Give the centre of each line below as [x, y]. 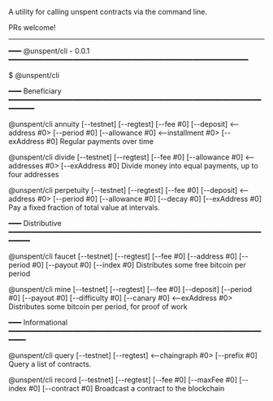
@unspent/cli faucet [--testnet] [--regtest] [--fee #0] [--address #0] [123, 256]
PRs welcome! [32, 27]
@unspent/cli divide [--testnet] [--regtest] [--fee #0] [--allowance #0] [126, 157]
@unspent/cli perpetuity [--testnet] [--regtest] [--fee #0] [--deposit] [123, 190]
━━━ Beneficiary [35, 91]
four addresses [34, 174]
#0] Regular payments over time [100, 141]
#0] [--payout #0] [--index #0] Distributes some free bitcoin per [139, 265]
